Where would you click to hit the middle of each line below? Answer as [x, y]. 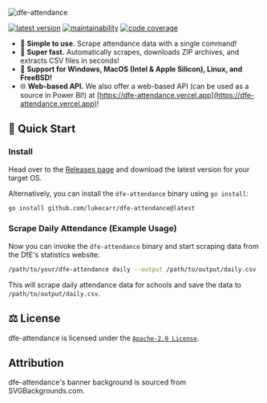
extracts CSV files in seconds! [70, 61]
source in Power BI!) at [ [60, 95]
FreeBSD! [36, 77]
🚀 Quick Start [42, 129]
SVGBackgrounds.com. [47, 391]
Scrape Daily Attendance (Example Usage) [93, 229]
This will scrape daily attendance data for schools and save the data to [125, 284]
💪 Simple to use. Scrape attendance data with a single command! [128, 43]
